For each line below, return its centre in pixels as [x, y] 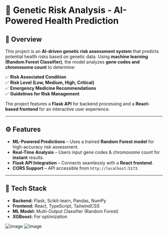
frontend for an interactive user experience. [64, 109]
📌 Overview [23, 39]
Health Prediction [82, 21]
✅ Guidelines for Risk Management [42, 94]
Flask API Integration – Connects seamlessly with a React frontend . [83, 162]
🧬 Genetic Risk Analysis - [58, 10]
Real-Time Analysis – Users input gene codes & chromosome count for [86, 152]
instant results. [28, 157]
